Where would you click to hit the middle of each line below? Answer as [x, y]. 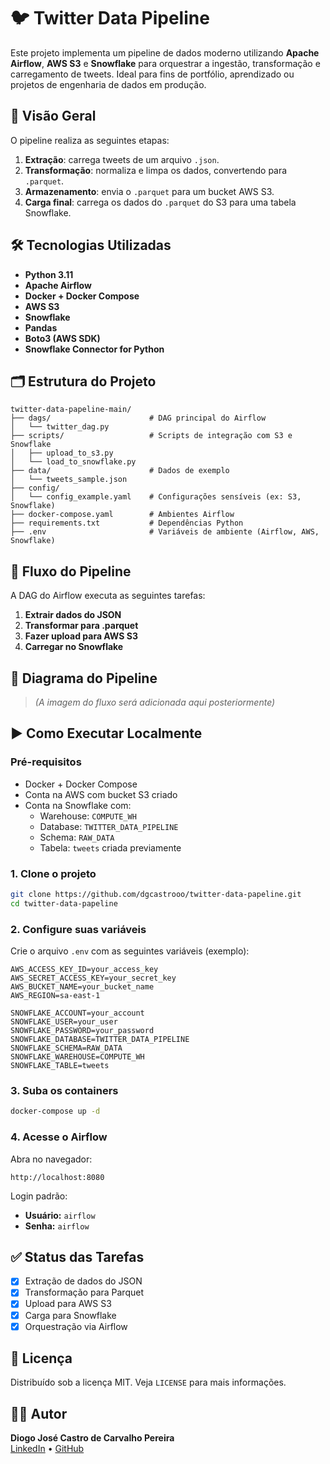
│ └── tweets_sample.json [69, 480]
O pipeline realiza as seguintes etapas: [90, 140]
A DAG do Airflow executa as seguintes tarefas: [108, 596]
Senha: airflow [57, 1226]
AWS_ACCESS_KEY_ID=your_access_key [84, 970]
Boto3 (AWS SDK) [62, 338]
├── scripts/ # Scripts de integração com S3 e [151, 436]
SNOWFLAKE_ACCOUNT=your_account [77, 1013]
